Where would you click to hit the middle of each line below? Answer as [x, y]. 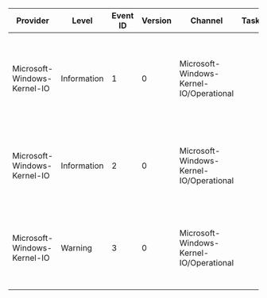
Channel [207, 21]
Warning [77, 248]
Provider [32, 21]
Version [157, 21]
